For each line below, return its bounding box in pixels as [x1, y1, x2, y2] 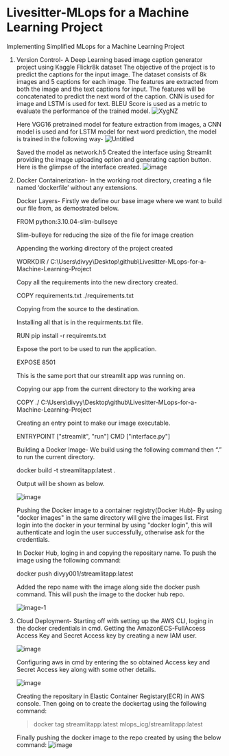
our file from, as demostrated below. [16, 204, 119, 212]
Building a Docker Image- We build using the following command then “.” [16, 445, 222, 454]
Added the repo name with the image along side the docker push [16, 582, 200, 591]
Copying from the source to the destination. [16, 304, 140, 313]
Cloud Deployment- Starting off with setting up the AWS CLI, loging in [16, 616, 214, 624]
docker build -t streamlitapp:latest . [16, 466, 116, 474]
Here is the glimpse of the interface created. [16, 162, 142, 171]
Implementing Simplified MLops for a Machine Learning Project [6, 42, 184, 50]
